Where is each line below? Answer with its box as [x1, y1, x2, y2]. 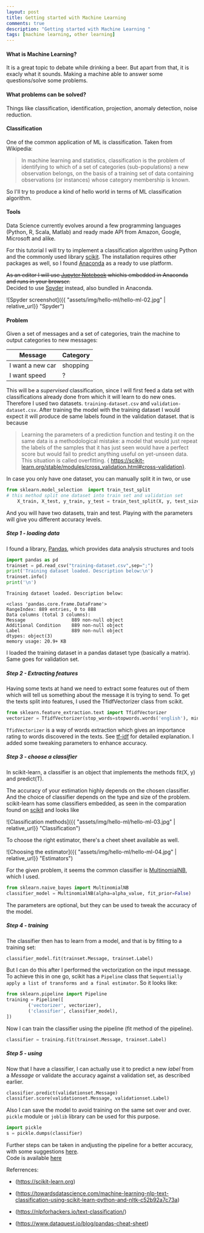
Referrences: [6, 1166, 39, 1173]
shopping [62, 361, 89, 370]
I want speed [9, 371, 47, 380]
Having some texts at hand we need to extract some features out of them [6, 685, 189, 692]
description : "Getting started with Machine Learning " [6, 26, 151, 32]
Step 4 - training [6, 922, 49, 929]
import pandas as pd [6, 557, 59, 563]
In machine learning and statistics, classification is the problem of [21, 157, 185, 164]
